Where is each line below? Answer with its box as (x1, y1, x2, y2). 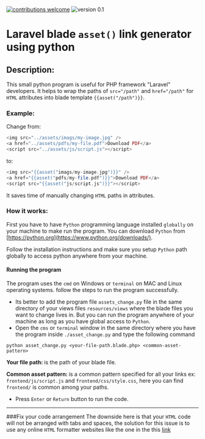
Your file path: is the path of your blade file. (6, 359, 117, 366)
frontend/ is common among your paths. (6, 383, 109, 391)
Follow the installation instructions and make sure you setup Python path (6, 246, 187, 253)
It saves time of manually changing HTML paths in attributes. (6, 192, 155, 199)
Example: (6, 109, 35, 118)
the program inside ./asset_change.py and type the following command (15, 331, 195, 338)
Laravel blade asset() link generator (6, 28, 192, 41)
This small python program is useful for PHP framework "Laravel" (6, 81, 171, 88)
